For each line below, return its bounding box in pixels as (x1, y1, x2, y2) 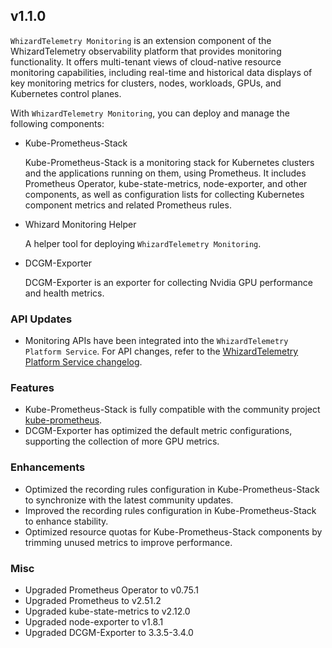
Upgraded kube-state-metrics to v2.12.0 (24, 605, 191, 617)
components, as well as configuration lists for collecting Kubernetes (24, 188, 305, 200)
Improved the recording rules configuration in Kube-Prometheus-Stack (24, 504, 317, 516)
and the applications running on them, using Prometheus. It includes (24, 167, 307, 179)
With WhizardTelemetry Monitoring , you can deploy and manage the (10, 107, 290, 119)
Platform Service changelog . (24, 356, 143, 368)
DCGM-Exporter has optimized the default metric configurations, (24, 425, 293, 437)
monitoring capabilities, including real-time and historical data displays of (10, 66, 313, 78)
